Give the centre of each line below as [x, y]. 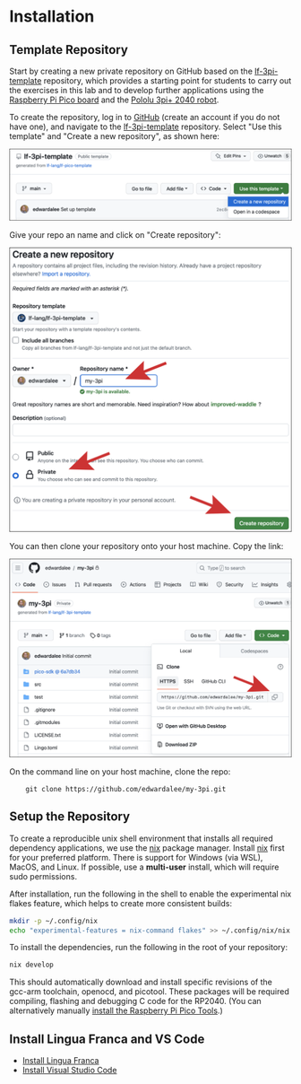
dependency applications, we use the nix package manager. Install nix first [147, 848]
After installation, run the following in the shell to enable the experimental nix [150, 894]
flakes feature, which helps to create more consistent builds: [121, 903]
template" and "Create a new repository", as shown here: [114, 136]
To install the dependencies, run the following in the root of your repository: [149, 948]
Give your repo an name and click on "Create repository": [115, 234]
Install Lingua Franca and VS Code [107, 1039]
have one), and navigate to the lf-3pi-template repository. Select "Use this [146, 127]
